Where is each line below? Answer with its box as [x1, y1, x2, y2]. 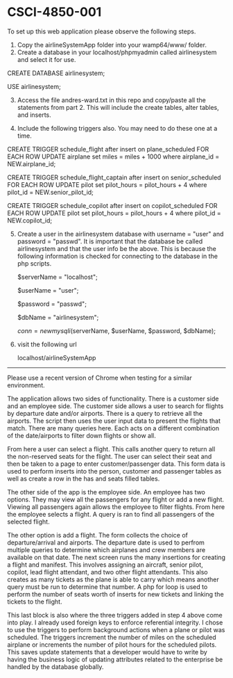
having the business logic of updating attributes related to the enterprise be [7, 655, 223, 663]
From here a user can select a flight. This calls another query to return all [7, 444, 216, 453]
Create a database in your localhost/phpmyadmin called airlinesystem [17, 48, 217, 56]
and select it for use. [17, 55, 76, 63]
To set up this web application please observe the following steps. [7, 27, 196, 35]
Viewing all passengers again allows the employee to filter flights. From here [7, 502, 225, 511]
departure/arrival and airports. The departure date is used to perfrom [7, 538, 205, 547]
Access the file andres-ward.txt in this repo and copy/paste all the [17, 95, 206, 104]
